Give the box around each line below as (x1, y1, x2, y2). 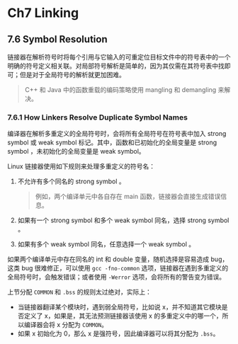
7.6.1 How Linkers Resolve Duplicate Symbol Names (7, 112, 188, 122)
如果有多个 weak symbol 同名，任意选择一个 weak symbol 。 (17, 240, 195, 248)
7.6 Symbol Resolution (7, 33, 108, 45)
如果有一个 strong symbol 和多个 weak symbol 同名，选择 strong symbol (17, 216, 229, 224)
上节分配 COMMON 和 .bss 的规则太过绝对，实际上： (7, 288, 152, 297)
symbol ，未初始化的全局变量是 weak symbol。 (7, 147, 145, 156)
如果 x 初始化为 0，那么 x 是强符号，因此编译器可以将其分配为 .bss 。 (17, 329, 220, 338)
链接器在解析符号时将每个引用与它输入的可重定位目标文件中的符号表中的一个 (7, 53, 231, 61)
